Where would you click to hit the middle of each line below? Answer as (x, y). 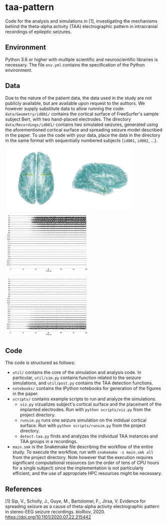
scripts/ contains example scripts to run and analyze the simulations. (84, 399)
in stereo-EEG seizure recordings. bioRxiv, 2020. (55, 512)
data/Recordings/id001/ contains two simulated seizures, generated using (82, 124)
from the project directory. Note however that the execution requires (83, 457)
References (23, 489)
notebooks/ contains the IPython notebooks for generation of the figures (87, 388)
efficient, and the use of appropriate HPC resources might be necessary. (87, 473)
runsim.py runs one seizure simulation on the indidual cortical (83, 420)
